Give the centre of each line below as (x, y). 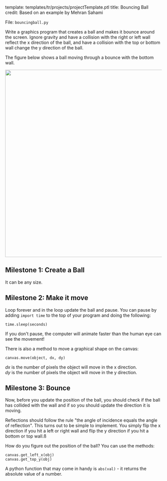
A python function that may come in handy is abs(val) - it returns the (76, 469)
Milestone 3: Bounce (38, 388)
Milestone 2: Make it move (47, 298)
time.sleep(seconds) (27, 324)
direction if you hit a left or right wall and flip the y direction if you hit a (77, 431)
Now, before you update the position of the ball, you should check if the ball (83, 400)
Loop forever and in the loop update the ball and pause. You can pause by (81, 310)
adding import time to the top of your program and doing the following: (78, 315)
